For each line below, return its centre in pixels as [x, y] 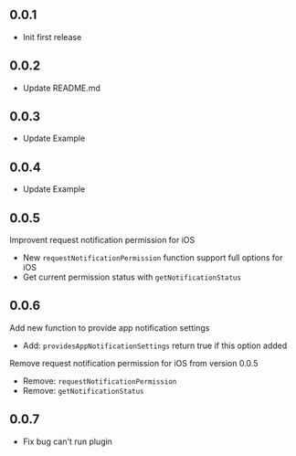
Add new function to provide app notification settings [110, 327]
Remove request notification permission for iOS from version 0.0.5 [134, 363]
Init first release [52, 37]
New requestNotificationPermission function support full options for [153, 258]
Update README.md [61, 88]
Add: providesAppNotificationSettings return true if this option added [155, 345]
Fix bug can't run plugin [67, 441]
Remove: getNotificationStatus [83, 390]
